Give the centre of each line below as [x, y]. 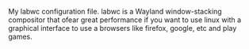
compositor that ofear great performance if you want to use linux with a [125, 20]
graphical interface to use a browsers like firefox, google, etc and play [123, 28]
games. [21, 36]
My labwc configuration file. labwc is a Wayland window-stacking [115, 11]
